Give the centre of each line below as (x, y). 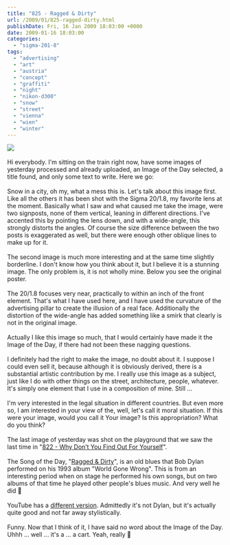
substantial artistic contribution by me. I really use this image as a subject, (112, 374)
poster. (17, 279)
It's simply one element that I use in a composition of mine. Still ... (100, 388)
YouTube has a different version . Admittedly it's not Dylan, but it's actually (112, 505)
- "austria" (31, 71)
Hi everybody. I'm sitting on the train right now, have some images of (104, 162)
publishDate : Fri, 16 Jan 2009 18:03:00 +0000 (75, 26)
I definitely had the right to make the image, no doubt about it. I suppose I (111, 359)
